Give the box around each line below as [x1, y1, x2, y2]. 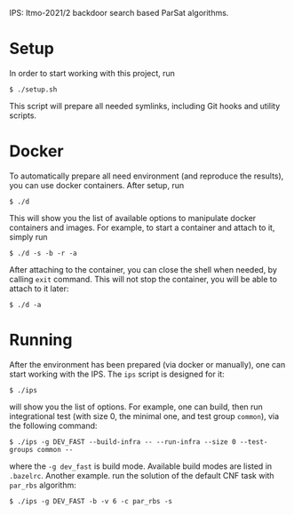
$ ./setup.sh [9, 84, 58, 94]
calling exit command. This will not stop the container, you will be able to [9, 273, 278, 284]
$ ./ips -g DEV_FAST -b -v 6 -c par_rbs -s [9, 496, 173, 505]
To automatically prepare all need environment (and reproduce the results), [9, 170, 284, 181]
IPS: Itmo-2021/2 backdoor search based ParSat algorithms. [9, 8, 229, 18]
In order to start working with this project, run [9, 67, 176, 78]
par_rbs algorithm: [9, 479, 77, 490]
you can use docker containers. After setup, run [9, 179, 185, 190]
